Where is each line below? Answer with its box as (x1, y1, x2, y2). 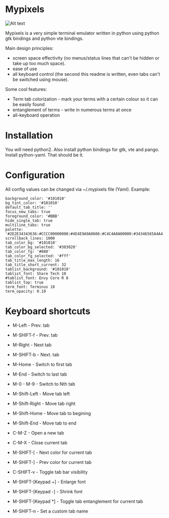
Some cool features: (5, 86, 47, 92)
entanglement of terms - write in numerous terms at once (12, 107, 132, 113)
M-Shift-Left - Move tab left (12, 390, 70, 397)
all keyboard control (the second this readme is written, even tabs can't (12, 71, 160, 77)
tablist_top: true (5, 280, 44, 285)
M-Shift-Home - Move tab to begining (12, 410, 92, 416)
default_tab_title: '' (5, 204, 53, 210)
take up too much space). (12, 60, 66, 66)
